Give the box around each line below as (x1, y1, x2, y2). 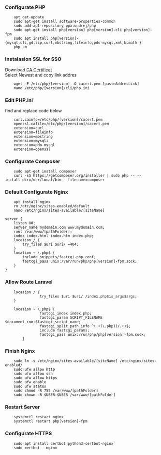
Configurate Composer (5, 158, 60, 165)
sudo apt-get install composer (14, 169, 77, 174)
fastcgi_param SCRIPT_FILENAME (39, 315, 103, 320)
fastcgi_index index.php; (39, 311, 92, 316)
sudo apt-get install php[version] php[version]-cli (14, 28, 122, 32)
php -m (14, 45, 27, 49)
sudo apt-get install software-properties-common (14, 19, 116, 24)
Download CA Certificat (5, 67, 52, 73)
